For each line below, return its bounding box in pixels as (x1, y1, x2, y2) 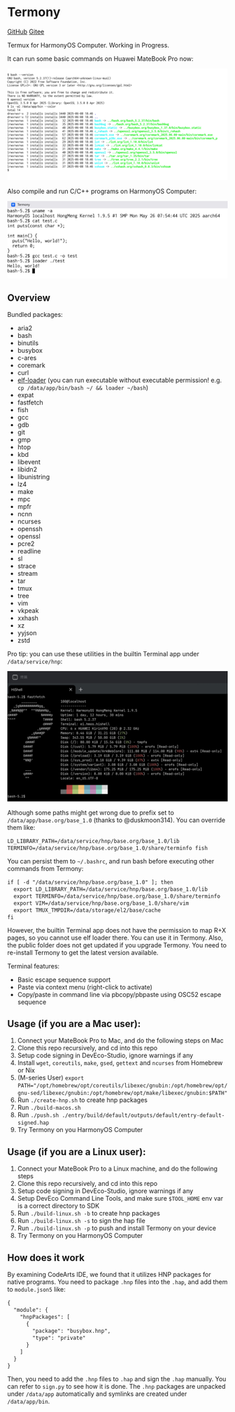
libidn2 (17, 465, 37, 474)
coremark (17, 361, 45, 369)
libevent (17, 458, 41, 466)
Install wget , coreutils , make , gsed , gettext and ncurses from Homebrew (17, 1059, 223, 1067)
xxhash (17, 614, 38, 623)
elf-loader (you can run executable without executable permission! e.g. (17, 376, 222, 385)
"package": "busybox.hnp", (32, 1327, 111, 1335)
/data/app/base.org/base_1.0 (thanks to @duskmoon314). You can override (7, 816, 226, 824)
